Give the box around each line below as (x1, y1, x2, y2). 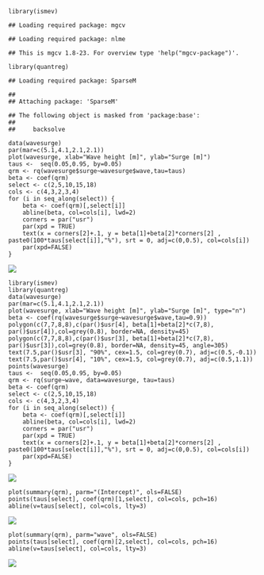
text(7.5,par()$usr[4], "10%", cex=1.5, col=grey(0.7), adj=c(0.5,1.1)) (8, 355, 254, 363)
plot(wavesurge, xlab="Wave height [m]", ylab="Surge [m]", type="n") (8, 307, 247, 315)
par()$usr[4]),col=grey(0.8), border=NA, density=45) (8, 328, 190, 335)
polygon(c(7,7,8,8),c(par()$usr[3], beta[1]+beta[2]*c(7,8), (8, 335, 215, 343)
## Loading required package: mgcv (8, 21, 126, 29)
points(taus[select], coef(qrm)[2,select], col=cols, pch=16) (8, 538, 218, 546)
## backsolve (8, 125, 66, 133)
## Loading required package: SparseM (8, 77, 136, 85)
